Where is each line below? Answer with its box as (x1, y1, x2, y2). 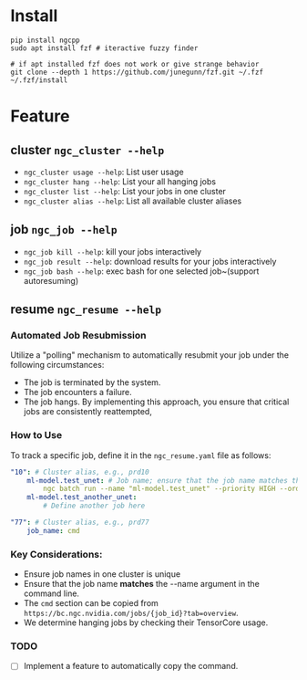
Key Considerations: (10, 548, 103, 560)
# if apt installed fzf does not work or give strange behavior (10, 59, 260, 68)
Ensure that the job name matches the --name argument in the (23, 579, 261, 590)
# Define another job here (43, 501, 146, 511)
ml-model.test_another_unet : (26, 493, 138, 502)
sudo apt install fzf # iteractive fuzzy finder (10, 43, 199, 53)
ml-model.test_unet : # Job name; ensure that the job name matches (26, 476, 288, 485)
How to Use (10, 429, 63, 442)
